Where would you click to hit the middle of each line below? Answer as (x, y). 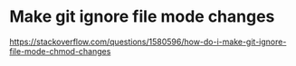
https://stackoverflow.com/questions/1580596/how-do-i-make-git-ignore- (148, 42)
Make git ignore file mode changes (142, 17)
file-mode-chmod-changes (60, 51)
